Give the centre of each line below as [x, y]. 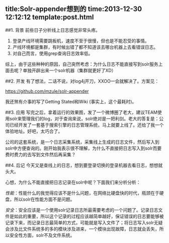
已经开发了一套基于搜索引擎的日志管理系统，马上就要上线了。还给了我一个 [87, 125]
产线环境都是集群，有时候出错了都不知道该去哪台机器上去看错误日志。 [85, 47]
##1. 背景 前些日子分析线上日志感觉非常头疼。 [53, 30]
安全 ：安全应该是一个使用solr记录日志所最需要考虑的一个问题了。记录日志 [82, 210]
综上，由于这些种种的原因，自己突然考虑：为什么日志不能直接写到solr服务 [82, 64]
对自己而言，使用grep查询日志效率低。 [53, 53]
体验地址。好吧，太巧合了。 [34, 131]
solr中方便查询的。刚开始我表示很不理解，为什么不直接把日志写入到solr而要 [83, 148]
